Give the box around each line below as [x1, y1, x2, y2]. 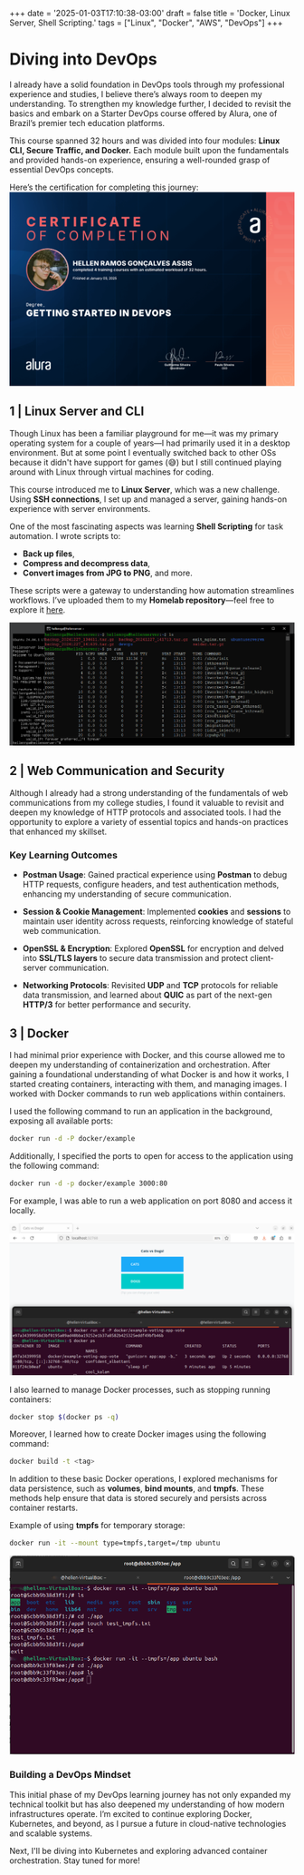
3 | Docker [9, 1026, 70, 1041]
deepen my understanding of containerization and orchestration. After [9, 1059, 271, 1070]
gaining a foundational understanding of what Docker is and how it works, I [9, 1069, 290, 1079]
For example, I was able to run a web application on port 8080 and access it [9, 1195, 292, 1206]
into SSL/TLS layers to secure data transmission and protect [22, 953, 249, 964]
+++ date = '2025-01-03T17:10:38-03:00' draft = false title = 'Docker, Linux [9, 8, 291, 18]
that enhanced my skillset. [9, 826, 108, 837]
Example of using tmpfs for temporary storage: [9, 1520, 185, 1531]
